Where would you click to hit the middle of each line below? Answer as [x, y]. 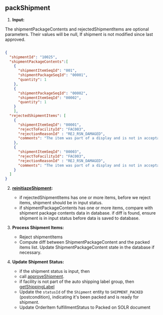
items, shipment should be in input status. [61, 203]
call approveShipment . [42, 277]
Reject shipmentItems [41, 237]
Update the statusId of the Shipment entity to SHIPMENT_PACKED [81, 292]
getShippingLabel [37, 287]
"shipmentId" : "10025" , [33, 57]
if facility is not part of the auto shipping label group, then [77, 282]
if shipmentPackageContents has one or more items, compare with [86, 208]
